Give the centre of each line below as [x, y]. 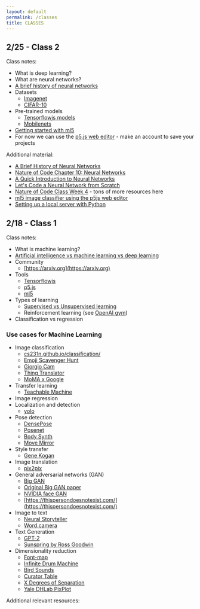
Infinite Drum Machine [51, 564]
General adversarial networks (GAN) [59, 475]
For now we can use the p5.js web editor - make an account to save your [104, 137]
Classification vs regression [49, 319]
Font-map [36, 558]
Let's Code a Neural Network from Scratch [67, 185]
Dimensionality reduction [45, 551]
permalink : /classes [32, 17]
